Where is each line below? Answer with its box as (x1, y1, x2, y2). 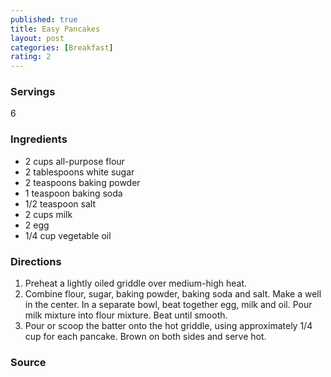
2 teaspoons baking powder (24, 176, 141, 188)
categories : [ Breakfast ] (10, 42, 114, 53)
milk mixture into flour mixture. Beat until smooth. (24, 309, 228, 321)
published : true (10, 14, 78, 25)
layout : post (10, 33, 65, 43)
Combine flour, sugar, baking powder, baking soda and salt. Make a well (24, 288, 322, 300)
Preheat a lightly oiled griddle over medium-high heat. (24, 277, 248, 290)
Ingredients (10, 132, 68, 146)
